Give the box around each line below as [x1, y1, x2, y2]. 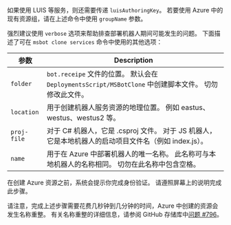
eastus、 [181, 103, 210, 112]
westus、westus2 [47, 113, 104, 122]
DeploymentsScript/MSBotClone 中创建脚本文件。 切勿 [47, 80, 218, 89]
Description [113, 56, 153, 65]
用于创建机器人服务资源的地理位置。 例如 [47, 103, 180, 112]
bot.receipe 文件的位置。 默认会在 [47, 69, 158, 78]
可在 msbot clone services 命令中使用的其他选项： [19, 38, 163, 46]
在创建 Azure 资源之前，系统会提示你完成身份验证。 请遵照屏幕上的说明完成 [7, 178, 222, 186]
